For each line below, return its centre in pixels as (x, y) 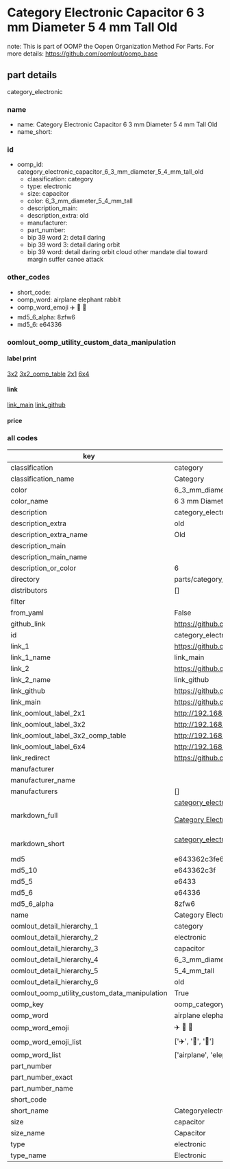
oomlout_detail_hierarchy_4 (54, 960)
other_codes (28, 277)
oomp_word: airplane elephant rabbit (69, 299)
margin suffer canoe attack (65, 260)
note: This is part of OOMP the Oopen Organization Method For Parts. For (111, 46)
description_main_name (49, 556)
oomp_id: (30, 164)
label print (22, 359)
